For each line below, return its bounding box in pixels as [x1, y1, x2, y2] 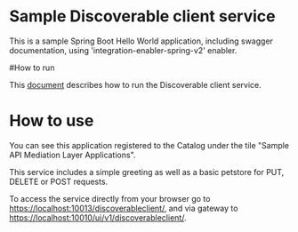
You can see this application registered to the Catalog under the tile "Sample [9, 140, 290, 150]
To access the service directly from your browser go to [9, 193, 211, 204]
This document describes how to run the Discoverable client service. [9, 79, 262, 90]
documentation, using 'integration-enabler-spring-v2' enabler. [9, 44, 238, 55]
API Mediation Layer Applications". [9, 149, 136, 160]
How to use [9, 111, 94, 131]
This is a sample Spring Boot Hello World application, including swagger [9, 36, 274, 46]
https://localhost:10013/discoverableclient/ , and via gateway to [9, 203, 238, 213]
